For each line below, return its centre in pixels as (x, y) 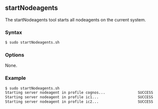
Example (16, 78)
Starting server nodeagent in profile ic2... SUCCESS (79, 102)
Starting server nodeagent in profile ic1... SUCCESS (79, 97)
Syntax (14, 32)
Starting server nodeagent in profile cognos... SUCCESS (79, 93)
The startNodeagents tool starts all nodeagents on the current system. (76, 19)
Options (15, 54)
